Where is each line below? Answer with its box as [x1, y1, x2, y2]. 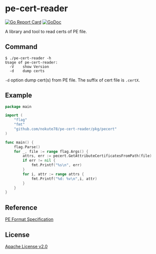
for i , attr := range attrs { [22, 171, 84, 176]
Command [5, 42, 38, 51]
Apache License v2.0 [5, 243, 48, 249]
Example [5, 91, 32, 100]
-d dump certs [9, 68, 45, 73]
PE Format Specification [5, 216, 54, 222]
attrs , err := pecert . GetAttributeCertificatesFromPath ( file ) [22, 153, 152, 159]
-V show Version [9, 64, 49, 69]
